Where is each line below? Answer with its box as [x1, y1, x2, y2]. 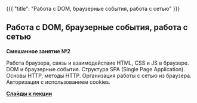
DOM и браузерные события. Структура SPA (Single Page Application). [6, 65, 185, 72]
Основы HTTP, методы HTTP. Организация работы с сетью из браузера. [6, 72, 192, 79]
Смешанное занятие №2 [6, 47, 70, 54]
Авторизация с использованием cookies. [6, 78, 110, 86]
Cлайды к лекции [6, 90, 53, 97]
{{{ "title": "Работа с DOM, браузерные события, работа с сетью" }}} [6, 5, 180, 12]
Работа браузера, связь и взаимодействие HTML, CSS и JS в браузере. [6, 59, 189, 66]
